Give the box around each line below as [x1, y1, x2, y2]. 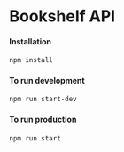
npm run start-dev [9, 95, 77, 104]
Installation [9, 36, 51, 46]
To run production [9, 114, 77, 124]
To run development [9, 75, 86, 85]
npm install [9, 56, 53, 65]
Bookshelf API [9, 6, 116, 27]
